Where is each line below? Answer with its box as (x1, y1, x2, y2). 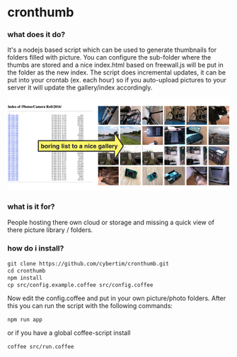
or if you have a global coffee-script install (7, 329, 131, 337)
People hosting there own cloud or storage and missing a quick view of (7, 218, 214, 226)
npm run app (7, 317, 42, 324)
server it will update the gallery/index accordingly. (7, 83, 153, 92)
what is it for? (7, 202, 55, 212)
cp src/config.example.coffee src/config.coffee (7, 282, 154, 289)
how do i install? (7, 243, 64, 253)
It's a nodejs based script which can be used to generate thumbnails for (7, 45, 217, 54)
